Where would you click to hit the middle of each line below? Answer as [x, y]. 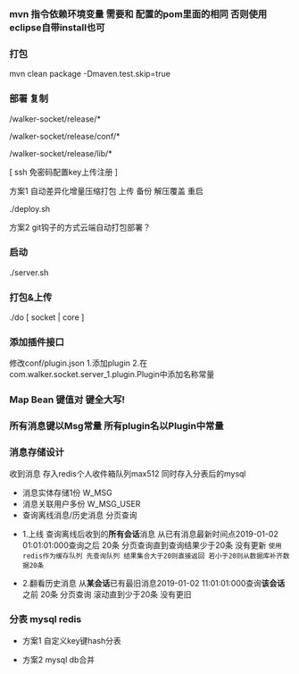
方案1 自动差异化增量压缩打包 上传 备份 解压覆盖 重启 [106, 190]
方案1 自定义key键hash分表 [72, 640]
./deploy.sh [30, 208]
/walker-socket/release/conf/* [65, 136]
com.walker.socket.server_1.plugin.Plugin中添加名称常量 [112, 375]
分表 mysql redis [46, 619]
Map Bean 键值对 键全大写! [67, 400]
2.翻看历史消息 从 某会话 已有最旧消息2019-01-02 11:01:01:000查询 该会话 [154, 583]
